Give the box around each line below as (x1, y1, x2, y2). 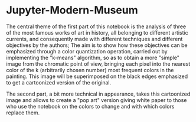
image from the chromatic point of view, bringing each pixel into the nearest (6, 60, 191, 67)
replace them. (6, 109, 40, 116)
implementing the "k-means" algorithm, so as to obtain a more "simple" (6, 54, 180, 61)
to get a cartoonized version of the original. (6, 79, 112, 86)
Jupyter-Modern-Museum (6, 4, 138, 17)
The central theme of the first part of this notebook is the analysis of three (6, 23, 187, 30)
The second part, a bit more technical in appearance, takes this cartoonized (6, 90, 191, 97)
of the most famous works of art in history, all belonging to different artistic (6, 29, 188, 36)
